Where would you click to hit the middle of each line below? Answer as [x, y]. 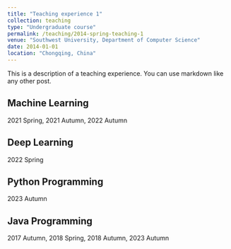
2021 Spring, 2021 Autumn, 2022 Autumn [67, 120]
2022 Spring [25, 159]
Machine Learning [48, 103]
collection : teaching [39, 21]
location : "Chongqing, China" [52, 54]
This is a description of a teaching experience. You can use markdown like [115, 73]
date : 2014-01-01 [33, 47]
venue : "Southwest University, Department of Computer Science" [104, 40]
